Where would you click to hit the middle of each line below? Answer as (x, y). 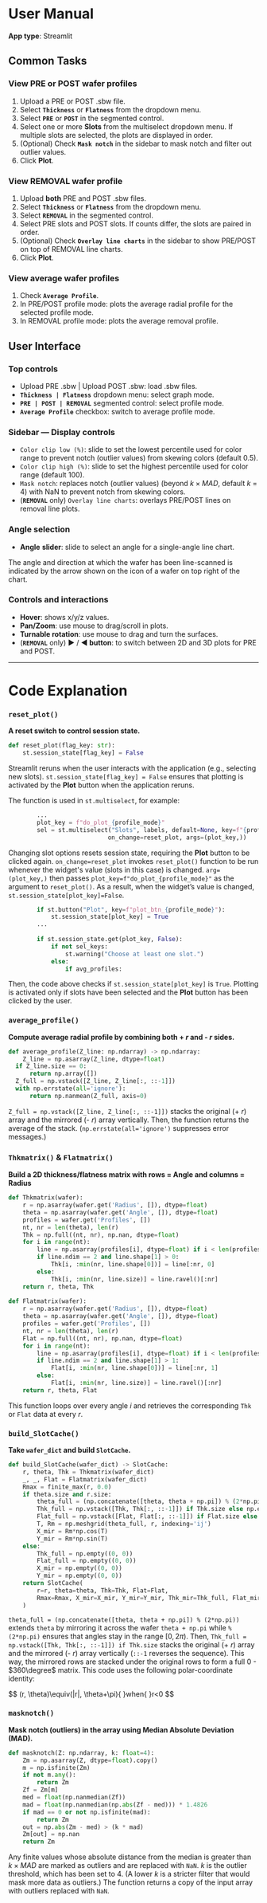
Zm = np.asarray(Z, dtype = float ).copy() (90, 1760)
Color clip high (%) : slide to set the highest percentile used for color (134, 466)
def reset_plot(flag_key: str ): (62, 746)
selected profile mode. (56, 312)
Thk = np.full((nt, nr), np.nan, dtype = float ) (101, 1235)
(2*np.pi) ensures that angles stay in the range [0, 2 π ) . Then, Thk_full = (128, 1636)
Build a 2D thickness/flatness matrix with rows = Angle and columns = (126, 1175)
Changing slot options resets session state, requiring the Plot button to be (129, 853)
